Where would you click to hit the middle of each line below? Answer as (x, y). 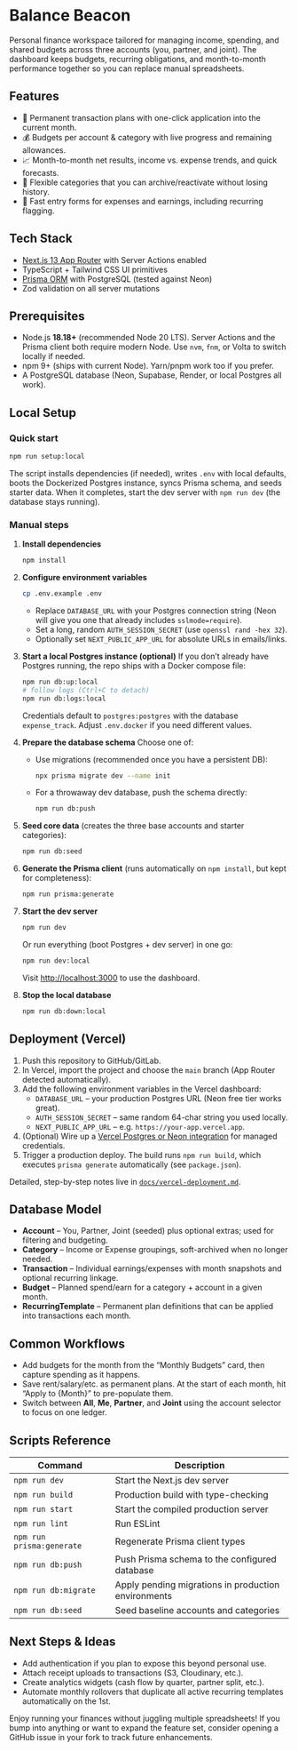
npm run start (43, 1509)
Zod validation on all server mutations (91, 288)
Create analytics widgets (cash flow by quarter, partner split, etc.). (143, 1682)
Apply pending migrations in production (197, 1585)
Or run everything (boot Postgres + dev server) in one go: (127, 944)
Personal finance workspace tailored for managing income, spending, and (144, 40)
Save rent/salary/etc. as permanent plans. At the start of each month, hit (154, 1384)
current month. (49, 127)
